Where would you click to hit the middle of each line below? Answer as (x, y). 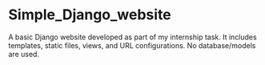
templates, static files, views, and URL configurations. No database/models (132, 45)
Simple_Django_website (90, 15)
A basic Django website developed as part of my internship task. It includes (133, 37)
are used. (24, 54)
